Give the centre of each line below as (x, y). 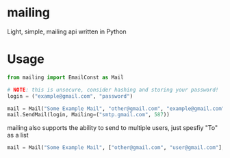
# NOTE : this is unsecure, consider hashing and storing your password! (113, 90)
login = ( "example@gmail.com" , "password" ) (70, 96)
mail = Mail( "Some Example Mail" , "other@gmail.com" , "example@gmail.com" (116, 108)
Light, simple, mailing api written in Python (67, 31)
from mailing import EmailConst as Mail (66, 77)
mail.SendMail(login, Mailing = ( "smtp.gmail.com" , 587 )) (88, 115)
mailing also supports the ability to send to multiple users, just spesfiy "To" (112, 128)
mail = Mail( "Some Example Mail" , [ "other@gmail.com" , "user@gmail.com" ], (116, 148)
